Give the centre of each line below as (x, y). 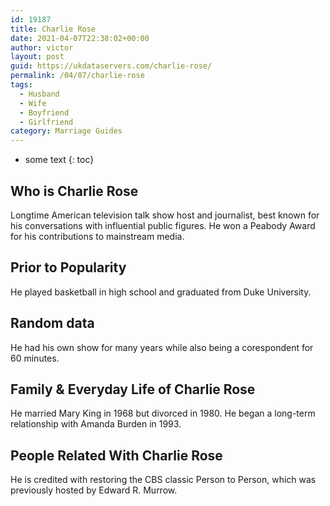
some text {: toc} (59, 160)
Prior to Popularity (68, 267)
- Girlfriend (46, 122)
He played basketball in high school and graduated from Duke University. (161, 292)
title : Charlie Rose (53, 29)
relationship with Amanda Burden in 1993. (96, 424)
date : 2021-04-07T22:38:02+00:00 (80, 38)
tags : (21, 85)
